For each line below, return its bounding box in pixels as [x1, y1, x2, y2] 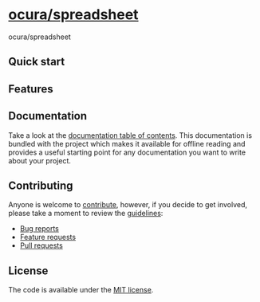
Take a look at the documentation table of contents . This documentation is [8, 130, 253, 140]
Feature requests [19, 233, 77, 242]
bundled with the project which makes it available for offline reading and [8, 139, 246, 148]
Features [8, 82, 53, 96]
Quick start [8, 55, 65, 69]
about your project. [8, 155, 72, 165]
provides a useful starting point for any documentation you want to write [8, 147, 246, 157]
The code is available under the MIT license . [8, 285, 154, 295]
